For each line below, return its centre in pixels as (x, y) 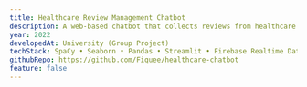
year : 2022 (30, 34)
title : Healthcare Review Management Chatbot (97, 18)
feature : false (38, 69)
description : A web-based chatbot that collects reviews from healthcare (153, 26)
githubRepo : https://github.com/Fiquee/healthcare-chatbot (124, 60)
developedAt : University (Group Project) (90, 43)
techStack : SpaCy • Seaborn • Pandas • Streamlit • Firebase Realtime (147, 52)
